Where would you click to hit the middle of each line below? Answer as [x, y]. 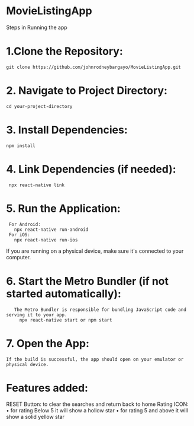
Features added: [47, 388]
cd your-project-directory [39, 106]
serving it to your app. [37, 315]
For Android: [25, 224]
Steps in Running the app [37, 27]
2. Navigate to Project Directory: [87, 91]
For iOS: [20, 235]
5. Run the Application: [64, 208]
